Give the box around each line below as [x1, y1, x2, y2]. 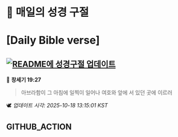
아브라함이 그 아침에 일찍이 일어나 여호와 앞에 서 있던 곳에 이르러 [21, 89, 173, 97]
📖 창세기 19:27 [6, 76, 41, 83]
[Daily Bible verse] [6, 34, 100, 47]
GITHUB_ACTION [6, 121, 72, 132]
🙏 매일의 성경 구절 [6, 5, 89, 19]
